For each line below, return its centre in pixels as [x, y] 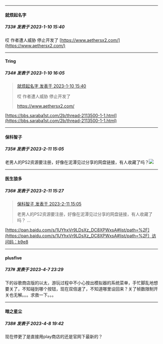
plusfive [14, 258]
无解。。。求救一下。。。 [35, 295]
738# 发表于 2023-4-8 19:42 [34, 323]
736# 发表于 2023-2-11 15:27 [34, 190]
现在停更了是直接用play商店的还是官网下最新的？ [54, 337]
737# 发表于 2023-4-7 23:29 [34, 270]
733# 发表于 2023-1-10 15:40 [35, 27]
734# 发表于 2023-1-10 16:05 [35, 73]
